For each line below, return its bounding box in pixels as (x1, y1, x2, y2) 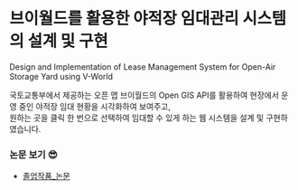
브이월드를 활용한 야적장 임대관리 (9, 8, 239, 29)
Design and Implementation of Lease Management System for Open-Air (9, 61, 276, 72)
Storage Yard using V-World (9, 71, 114, 81)
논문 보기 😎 (9, 148, 59, 161)
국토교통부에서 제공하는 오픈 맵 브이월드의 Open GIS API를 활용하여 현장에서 (9, 90, 280, 100)
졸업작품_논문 (22, 171, 70, 182)
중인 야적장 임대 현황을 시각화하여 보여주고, (18, 100, 172, 111)
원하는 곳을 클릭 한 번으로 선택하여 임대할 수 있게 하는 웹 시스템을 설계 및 (9, 112, 265, 123)
